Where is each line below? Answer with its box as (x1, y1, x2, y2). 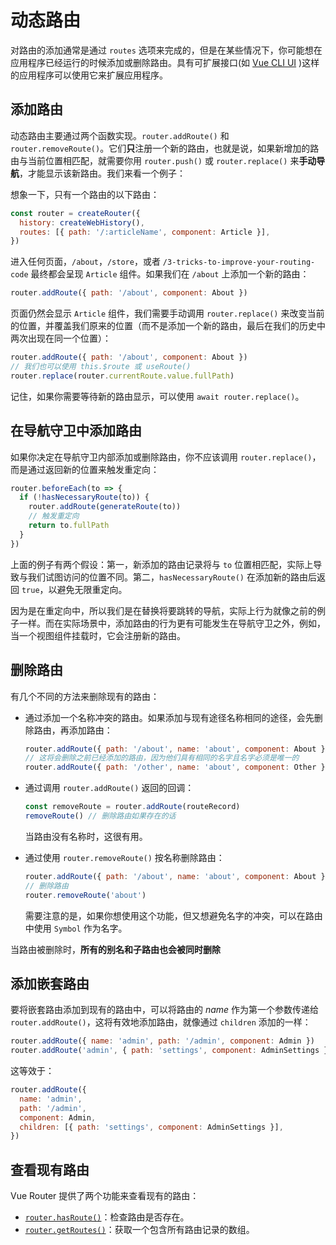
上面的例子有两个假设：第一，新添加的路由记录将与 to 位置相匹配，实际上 (10, 558, 314, 570)
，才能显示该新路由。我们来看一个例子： (19, 167, 186, 179)
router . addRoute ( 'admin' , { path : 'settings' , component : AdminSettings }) (10, 1046, 333, 1056)
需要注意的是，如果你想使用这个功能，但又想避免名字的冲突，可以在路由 (24, 909, 323, 921)
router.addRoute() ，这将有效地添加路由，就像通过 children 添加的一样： (10, 1016, 312, 1028)
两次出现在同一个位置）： (10, 332, 112, 345)
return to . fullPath (28, 521, 110, 531)
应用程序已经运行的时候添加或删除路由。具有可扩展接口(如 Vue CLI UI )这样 (10, 56, 320, 68)
